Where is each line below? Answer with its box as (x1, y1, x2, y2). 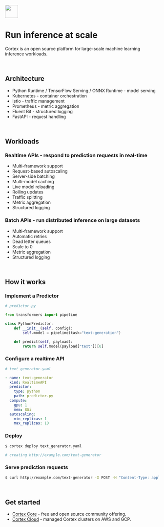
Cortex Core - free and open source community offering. (12, 511, 126, 517)
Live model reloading (12, 184, 55, 190)
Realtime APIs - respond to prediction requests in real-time (5, 152, 148, 159)
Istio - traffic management (12, 98, 65, 104)
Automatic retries (12, 233, 47, 239)
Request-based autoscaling (12, 168, 68, 174)
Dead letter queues (12, 239, 51, 244)
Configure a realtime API (5, 355, 64, 362)
